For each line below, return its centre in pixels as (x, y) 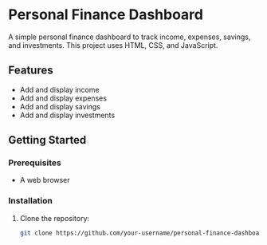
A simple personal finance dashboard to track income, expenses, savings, (130, 37)
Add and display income (59, 89)
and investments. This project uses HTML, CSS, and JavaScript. (113, 45)
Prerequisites (35, 163)
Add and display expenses (63, 98)
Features (31, 71)
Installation (31, 201)
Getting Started (47, 140)
